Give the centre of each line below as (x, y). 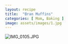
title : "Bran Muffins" (29, 14)
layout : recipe (20, 9)
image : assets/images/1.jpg (34, 23)
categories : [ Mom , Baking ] (34, 18)
